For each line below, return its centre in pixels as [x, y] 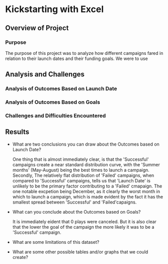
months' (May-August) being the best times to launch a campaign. [81, 170]
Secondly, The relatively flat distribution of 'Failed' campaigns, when [83, 175]
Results [17, 132]
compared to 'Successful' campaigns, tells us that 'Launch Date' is [81, 180]
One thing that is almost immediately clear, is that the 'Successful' [80, 159]
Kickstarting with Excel [54, 9]
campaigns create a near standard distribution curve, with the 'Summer [86, 164]
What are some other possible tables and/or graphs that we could [80, 252]
